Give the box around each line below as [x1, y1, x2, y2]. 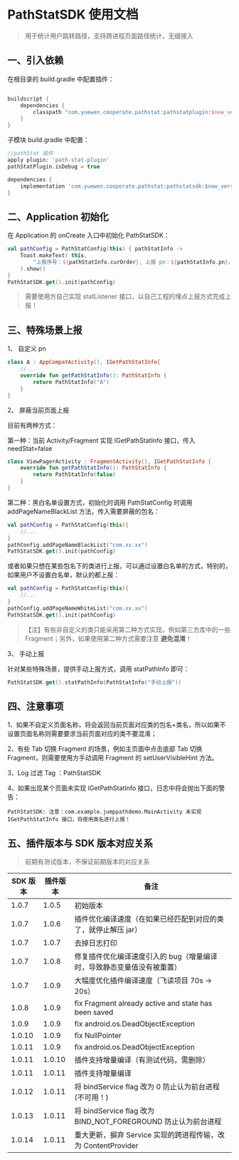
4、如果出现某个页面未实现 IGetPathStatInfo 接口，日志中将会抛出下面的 [7, 784, 219, 792]
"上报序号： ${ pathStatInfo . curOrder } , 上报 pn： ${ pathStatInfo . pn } [33, 258, 229, 266]
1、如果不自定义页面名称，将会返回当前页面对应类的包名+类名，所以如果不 [7, 720, 226, 729]
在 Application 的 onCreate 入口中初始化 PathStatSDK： [7, 231, 170, 240]
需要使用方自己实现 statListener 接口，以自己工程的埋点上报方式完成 [24, 292, 225, 301]
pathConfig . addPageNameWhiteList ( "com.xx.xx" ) [7, 605, 148, 612]
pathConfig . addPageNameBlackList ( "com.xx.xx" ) [7, 541, 148, 548]
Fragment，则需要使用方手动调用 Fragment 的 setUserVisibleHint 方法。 [7, 754, 218, 762]
